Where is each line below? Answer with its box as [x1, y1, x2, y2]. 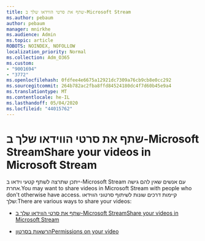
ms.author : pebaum [6, 15, 53, 21]
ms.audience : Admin [6, 32, 56, 38]
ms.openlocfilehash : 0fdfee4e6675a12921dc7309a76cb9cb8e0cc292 [6, 77, 172, 83]
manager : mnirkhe [6, 26, 51, 32]
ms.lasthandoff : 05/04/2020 [6, 100, 79, 106]
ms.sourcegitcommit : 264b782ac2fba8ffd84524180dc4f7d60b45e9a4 [6, 83, 172, 89]
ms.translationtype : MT [6, 89, 68, 95]
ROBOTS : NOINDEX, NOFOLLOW [6, 43, 75, 50]
